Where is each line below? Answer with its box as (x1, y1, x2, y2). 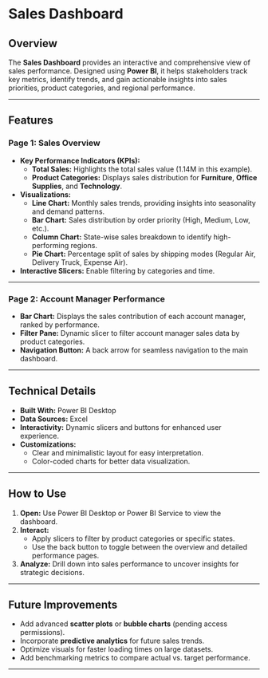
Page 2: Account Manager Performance (8, 293, 166, 304)
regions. (70, 240, 98, 250)
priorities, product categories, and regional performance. (8, 83, 195, 93)
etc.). (31, 223, 49, 233)
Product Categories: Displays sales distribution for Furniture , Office (31, 172, 258, 182)
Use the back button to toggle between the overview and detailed (31, 542, 247, 551)
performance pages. (31, 550, 100, 560)
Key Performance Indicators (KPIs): (19, 156, 140, 165)
